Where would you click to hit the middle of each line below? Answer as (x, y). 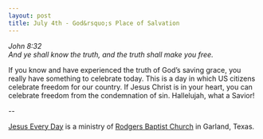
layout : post (30, 16)
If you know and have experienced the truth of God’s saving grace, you (125, 69)
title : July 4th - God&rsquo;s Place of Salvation (94, 23)
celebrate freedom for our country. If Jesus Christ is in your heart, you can (131, 87)
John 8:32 (25, 46)
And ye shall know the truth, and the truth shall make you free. (111, 54)
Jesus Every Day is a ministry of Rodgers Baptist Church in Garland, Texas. (131, 126)
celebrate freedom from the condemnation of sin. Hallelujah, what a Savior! (131, 95)
